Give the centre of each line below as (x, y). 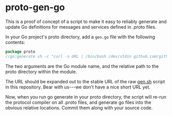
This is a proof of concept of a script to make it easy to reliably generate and (86, 21)
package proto (20, 52)
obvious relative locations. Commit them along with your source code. (79, 108)
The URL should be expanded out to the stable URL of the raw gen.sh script (85, 81)
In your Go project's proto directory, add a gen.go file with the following (80, 37)
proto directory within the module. (41, 72)
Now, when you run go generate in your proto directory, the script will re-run (86, 97)
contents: (15, 42)
